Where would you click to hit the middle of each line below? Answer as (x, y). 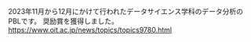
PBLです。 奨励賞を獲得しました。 (64, 21)
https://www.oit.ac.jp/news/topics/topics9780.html (90, 30)
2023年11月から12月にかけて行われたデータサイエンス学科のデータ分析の (126, 11)
